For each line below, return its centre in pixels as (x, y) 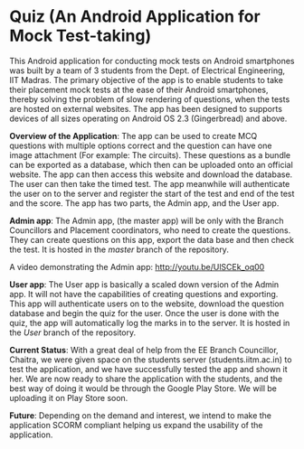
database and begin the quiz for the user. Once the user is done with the (144, 313)
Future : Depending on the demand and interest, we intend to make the (141, 415)
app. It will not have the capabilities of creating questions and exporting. (144, 294)
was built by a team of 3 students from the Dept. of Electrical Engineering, (147, 70)
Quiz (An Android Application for (135, 17)
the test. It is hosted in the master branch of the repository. (119, 249)
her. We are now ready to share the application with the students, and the (146, 379)
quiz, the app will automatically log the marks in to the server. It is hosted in (150, 323)
